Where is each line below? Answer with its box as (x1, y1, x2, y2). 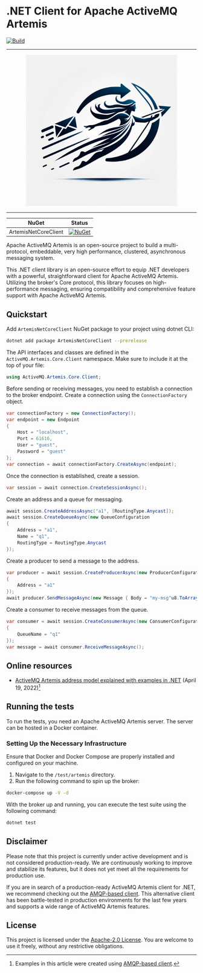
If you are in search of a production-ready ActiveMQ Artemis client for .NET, (6, 884, 196, 891)
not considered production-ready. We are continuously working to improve (6, 859, 192, 866)
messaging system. (6, 254, 55, 262)
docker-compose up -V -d (6, 790, 69, 796)
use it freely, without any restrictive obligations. (6, 943, 124, 950)
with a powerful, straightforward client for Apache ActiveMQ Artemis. (6, 273, 179, 280)
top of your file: (6, 361, 45, 369)
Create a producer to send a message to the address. (6, 557, 140, 564)
